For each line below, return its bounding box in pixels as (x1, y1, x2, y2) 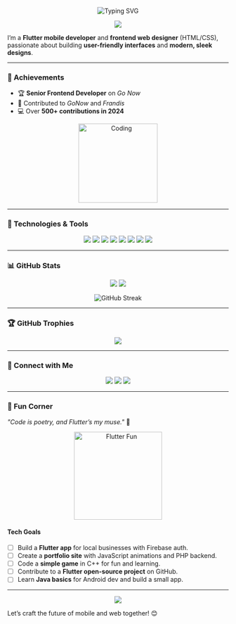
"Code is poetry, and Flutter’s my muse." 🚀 (7, 417, 131, 426)
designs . (7, 49, 34, 56)
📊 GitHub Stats (7, 260, 61, 270)
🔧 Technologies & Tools (7, 219, 89, 229)
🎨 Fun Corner (7, 402, 53, 412)
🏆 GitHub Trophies (7, 318, 74, 328)
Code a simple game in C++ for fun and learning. (17, 559, 161, 568)
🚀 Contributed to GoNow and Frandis (17, 99, 125, 108)
